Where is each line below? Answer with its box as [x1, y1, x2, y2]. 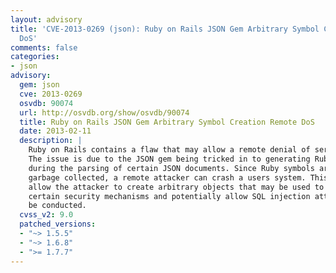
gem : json [19, 80, 60, 90]
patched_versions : [19, 219, 97, 230]
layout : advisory [10, 14, 83, 25]
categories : [10, 52, 60, 62]
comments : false [10, 42, 78, 53]
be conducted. [28, 201, 87, 211]
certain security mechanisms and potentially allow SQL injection [28, 191, 311, 201]
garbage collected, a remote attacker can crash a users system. [28, 172, 307, 183]
